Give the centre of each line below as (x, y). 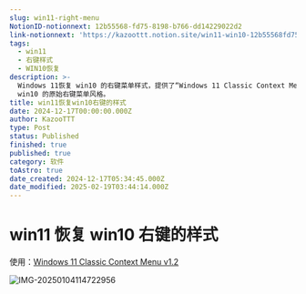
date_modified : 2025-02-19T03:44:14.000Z (89, 188)
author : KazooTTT (42, 119)
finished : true (38, 145)
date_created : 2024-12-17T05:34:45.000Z (87, 178)
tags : (20, 43)
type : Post (30, 128)
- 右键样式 (36, 60)
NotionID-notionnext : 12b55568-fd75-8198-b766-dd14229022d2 (126, 26)
